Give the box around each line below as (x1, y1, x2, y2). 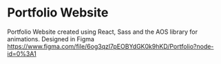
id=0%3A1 (7, 50, 36, 58)
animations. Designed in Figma (7, 34, 95, 43)
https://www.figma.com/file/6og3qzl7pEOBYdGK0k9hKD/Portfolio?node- (7, 42, 214, 50)
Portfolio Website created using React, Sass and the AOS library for (7, 28, 198, 36)
